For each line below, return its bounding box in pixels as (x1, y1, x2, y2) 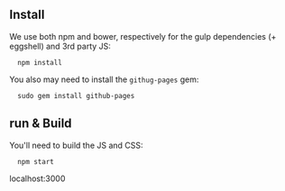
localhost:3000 (9, 173, 66, 184)
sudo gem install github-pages (17, 91, 135, 100)
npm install (17, 58, 63, 67)
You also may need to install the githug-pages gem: (9, 74, 199, 85)
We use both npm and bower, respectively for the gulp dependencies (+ (9, 31, 277, 41)
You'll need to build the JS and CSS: (9, 140, 143, 150)
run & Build (9, 116, 72, 132)
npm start (17, 157, 54, 166)
